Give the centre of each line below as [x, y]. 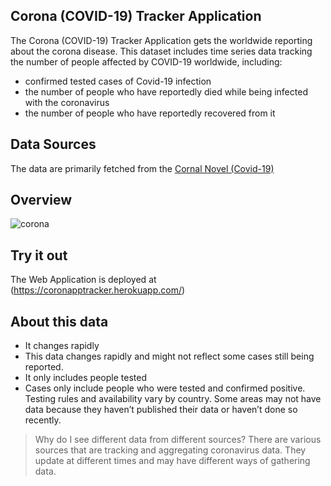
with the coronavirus [67, 102]
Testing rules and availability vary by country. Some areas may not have [173, 399]
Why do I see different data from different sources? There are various [178, 440]
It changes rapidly [62, 346]
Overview [41, 200]
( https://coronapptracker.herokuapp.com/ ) [98, 290]
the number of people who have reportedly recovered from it [150, 113]
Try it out [39, 255]
